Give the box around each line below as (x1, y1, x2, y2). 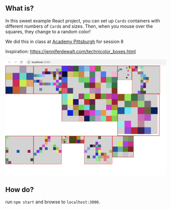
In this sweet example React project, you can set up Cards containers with (5, 17, 160, 24)
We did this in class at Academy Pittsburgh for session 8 (5, 38, 124, 44)
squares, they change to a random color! (5, 28, 91, 35)
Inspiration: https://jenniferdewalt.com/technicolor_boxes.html (5, 48, 136, 54)
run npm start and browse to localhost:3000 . (5, 199, 101, 205)
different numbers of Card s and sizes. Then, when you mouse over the (5, 23, 153, 29)
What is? (5, 4, 34, 13)
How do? (5, 185, 34, 194)
